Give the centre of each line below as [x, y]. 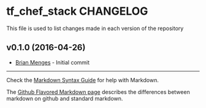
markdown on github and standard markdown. [65, 98]
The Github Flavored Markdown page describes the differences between [98, 92]
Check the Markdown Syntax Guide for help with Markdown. [83, 80]
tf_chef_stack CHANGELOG [77, 11]
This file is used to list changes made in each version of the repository [95, 28]
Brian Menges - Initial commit [52, 62]
